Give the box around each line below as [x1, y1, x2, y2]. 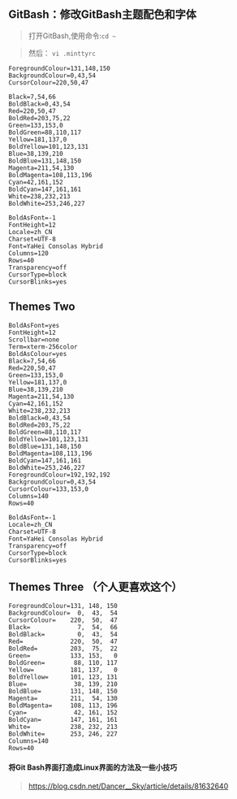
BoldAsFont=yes [8, 321, 60, 329]
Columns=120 [8, 249, 49, 258]
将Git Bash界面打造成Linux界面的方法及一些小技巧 [8, 762, 177, 772]
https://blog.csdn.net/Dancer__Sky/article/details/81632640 [28, 781, 229, 791]
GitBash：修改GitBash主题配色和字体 [8, 7, 197, 22]
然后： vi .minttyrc [28, 48, 96, 58]
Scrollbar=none [8, 336, 60, 344]
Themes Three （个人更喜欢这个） [8, 580, 183, 594]
